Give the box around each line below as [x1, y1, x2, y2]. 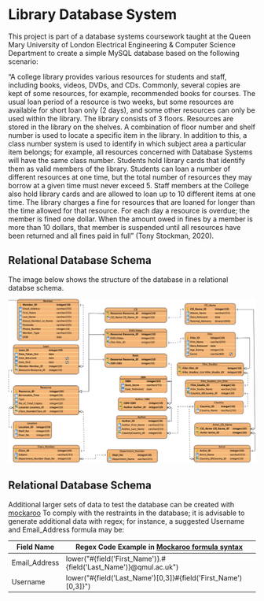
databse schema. [8, 283, 64, 292]
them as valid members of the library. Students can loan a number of [8, 164, 230, 173]
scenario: [8, 57, 38, 66]
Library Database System [8, 6, 178, 24]
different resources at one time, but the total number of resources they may [8, 172, 253, 182]
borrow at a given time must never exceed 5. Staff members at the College [8, 180, 249, 190]
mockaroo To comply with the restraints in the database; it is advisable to [8, 508, 245, 518]
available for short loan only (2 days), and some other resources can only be [8, 105, 255, 115]
